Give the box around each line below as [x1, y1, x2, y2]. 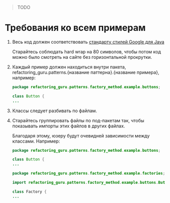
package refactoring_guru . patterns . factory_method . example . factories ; [12, 171, 165, 176]
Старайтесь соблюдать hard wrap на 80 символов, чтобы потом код [12, 48, 161, 55]
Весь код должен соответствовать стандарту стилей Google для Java [12, 39, 165, 45]
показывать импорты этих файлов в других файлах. [12, 123, 125, 129]
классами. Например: [12, 138, 61, 144]
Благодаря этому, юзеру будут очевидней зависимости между [12, 132, 150, 139]
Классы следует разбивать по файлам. [12, 108, 97, 114]
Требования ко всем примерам [5, 22, 146, 33]
